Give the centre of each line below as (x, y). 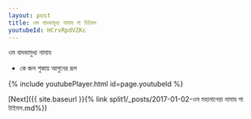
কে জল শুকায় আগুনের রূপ (48, 69)
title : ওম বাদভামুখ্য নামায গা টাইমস (52, 23)
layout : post (30, 15)
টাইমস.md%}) (28, 108)
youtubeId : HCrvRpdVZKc (47, 30)
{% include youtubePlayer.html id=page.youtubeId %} (96, 84)
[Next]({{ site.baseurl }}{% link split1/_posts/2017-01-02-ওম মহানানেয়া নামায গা (126, 99)
